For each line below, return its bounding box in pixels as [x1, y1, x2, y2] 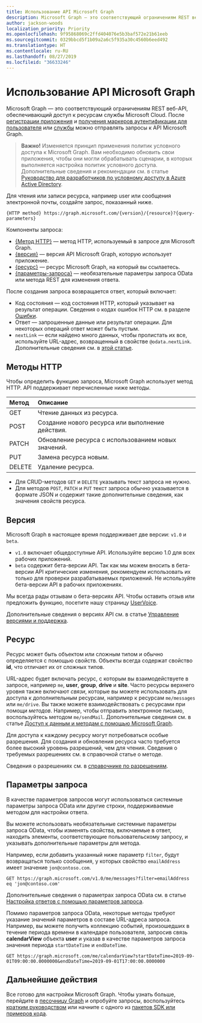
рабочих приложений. [14, 555, 72, 563]
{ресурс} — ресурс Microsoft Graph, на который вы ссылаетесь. [14, 263, 180, 271]
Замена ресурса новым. [37, 453, 109, 461]
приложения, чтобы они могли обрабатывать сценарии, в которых [20, 155, 192, 163]
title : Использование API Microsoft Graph [6, 8, 114, 15]
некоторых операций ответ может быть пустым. [14, 325, 139, 332]
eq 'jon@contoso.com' [6, 880, 61, 887]
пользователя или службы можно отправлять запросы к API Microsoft [6, 124, 187, 131]
